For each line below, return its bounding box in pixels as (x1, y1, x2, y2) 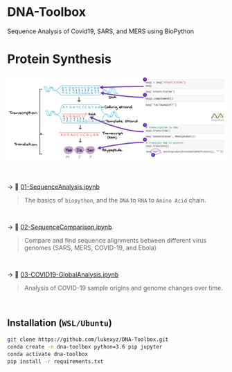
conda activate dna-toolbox (7, 351, 89, 358)
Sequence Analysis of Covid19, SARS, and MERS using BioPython (7, 27, 195, 35)
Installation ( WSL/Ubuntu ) (7, 317, 112, 329)
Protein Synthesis (7, 51, 112, 67)
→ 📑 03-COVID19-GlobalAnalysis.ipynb (7, 270, 119, 279)
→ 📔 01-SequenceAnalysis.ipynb (7, 183, 100, 191)
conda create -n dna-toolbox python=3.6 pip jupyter (7, 344, 163, 351)
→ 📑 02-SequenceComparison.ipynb (7, 223, 112, 231)
